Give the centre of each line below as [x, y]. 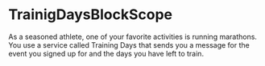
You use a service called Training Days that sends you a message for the [129, 45]
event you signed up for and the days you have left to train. [106, 53]
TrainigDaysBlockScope [91, 15]
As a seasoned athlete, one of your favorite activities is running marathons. [133, 37]
